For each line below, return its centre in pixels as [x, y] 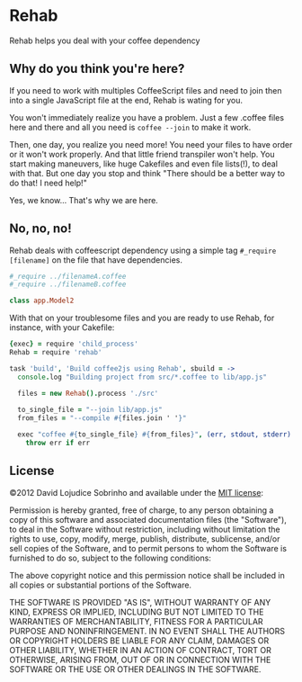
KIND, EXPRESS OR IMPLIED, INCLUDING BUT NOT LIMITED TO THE [137, 612]
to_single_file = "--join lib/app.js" [90, 410]
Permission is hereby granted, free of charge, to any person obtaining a [142, 510]
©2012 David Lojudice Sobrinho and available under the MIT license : [136, 492]
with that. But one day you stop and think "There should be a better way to [147, 173]
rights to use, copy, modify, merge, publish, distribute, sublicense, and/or [145, 538]
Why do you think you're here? [97, 69]
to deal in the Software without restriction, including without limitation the [145, 529]
